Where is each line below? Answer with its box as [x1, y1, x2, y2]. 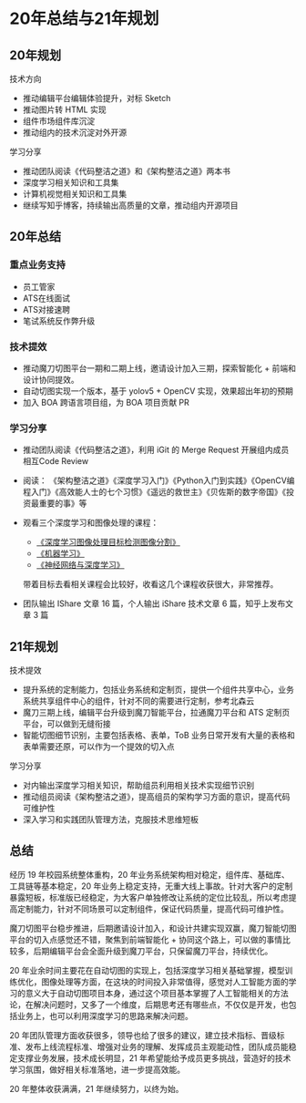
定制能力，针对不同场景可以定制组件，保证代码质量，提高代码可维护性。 [16, 903, 289, 914]
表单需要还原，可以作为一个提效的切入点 [22, 741, 175, 752]
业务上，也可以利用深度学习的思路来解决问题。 [16, 1010, 193, 1021]
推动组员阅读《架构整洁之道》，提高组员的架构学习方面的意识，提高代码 [22, 791, 291, 802]
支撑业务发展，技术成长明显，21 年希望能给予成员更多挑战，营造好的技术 [16, 1052, 291, 1063]
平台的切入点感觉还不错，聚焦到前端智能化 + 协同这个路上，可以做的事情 [9, 933, 283, 944]
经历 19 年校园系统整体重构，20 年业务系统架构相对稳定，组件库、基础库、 [9, 869, 290, 880]
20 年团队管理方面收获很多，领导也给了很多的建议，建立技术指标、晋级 [9, 1029, 278, 1040]
